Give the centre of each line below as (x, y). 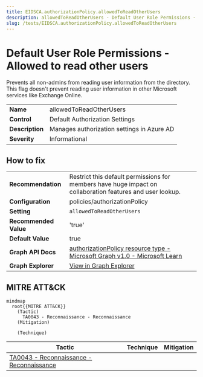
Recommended (32, 221)
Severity (22, 139)
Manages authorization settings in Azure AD (112, 129)
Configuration (30, 202)
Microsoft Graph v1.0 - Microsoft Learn (126, 256)
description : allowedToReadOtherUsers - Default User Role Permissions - (101, 18)
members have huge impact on (113, 184)
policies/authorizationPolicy (108, 202)
